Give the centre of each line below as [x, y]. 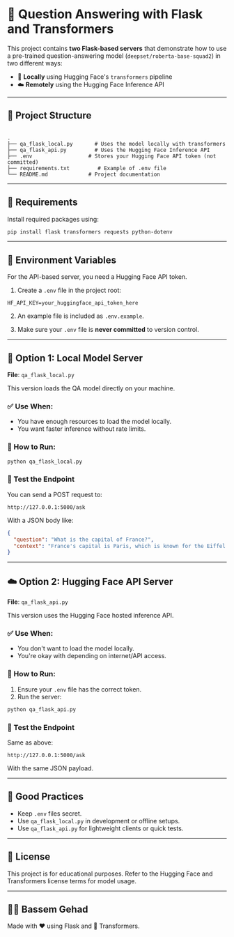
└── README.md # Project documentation [84, 174]
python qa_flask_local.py [45, 462]
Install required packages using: [53, 219]
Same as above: [30, 742]
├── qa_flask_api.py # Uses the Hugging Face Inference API [109, 150]
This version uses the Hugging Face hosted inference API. [91, 616]
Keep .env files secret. [49, 813]
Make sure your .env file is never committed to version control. [108, 330]
